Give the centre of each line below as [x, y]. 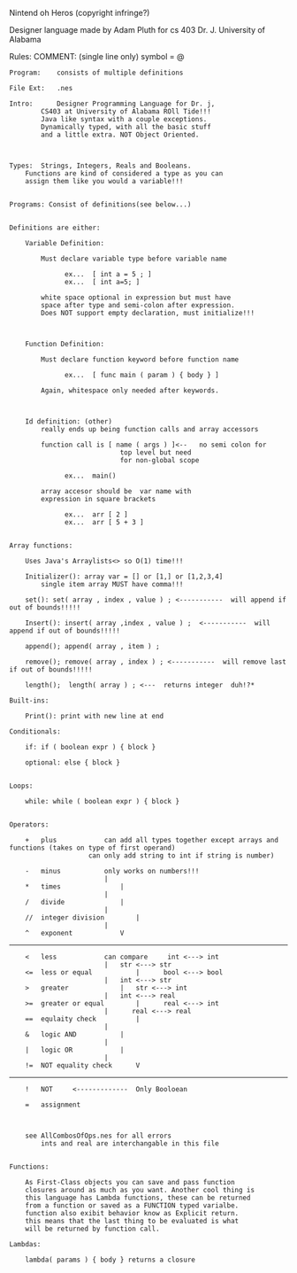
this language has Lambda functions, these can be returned [138, 1198]
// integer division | [83, 918]
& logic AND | [75, 1035]
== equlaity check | [83, 1019]
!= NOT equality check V [83, 1066]
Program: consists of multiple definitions [96, 73]
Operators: [29, 825]
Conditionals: [35, 732]
